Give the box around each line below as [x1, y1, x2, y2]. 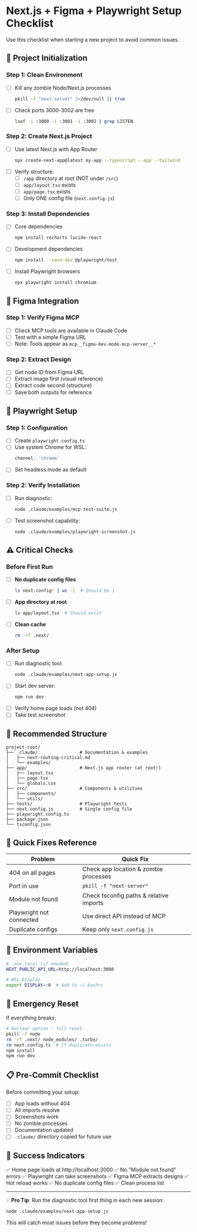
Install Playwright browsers [14, 268, 80, 275]
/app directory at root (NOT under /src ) [23, 175, 118, 182]
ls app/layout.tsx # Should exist [14, 610, 102, 616]
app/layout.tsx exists [23, 181, 76, 188]
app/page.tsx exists [23, 188, 71, 195]
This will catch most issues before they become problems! [6, 1219, 147, 1226]
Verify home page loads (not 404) [14, 705, 97, 712]
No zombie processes [14, 1120, 68, 1127]
